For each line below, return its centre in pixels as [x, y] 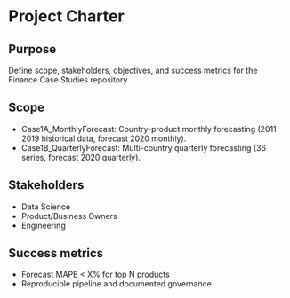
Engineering [43, 225]
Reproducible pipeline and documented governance [117, 284]
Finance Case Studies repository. [69, 80]
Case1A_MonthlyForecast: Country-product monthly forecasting [138, 129]
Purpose [32, 49]
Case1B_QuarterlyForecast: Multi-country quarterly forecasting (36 [143, 147]
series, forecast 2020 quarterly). [81, 157]
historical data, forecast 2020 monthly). [114, 138]
